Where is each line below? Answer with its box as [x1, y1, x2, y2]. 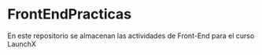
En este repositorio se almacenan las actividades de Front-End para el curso [7, 31, 255, 40]
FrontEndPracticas [7, 5, 132, 23]
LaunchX [7, 39, 37, 48]
